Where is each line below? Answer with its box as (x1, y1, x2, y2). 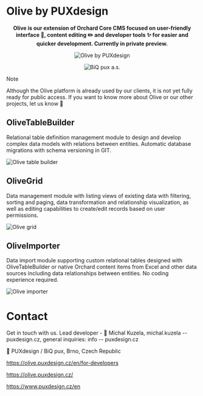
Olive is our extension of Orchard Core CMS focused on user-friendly (13, 24, 191, 32)
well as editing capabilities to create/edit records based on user (6, 205, 166, 212)
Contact (6, 309, 48, 323)
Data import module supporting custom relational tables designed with (6, 257, 183, 264)
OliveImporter (6, 241, 60, 251)
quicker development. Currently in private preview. (36, 39, 168, 47)
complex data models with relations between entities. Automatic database (6, 140, 191, 147)
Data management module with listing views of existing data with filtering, (6, 192, 191, 199)
